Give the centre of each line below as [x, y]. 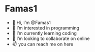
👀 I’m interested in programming [46, 27]
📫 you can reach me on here [43, 44]
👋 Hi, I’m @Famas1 [31, 22]
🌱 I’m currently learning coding [44, 33]
